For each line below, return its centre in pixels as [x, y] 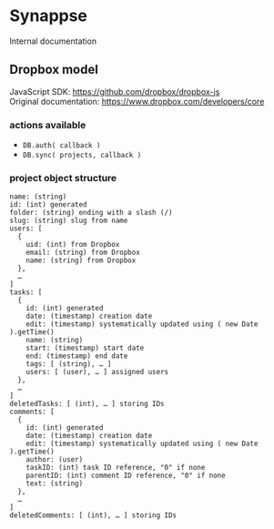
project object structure [63, 178]
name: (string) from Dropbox [81, 260]
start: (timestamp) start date [85, 348]
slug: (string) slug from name [69, 221]
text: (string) [55, 483]
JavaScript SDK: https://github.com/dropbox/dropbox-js [115, 91]
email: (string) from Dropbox [83, 253]
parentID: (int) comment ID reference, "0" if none [126, 476]
